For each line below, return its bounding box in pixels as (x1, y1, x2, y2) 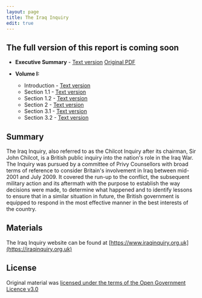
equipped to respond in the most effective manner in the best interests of (6, 199, 189, 206)
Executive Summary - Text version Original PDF (15, 59, 136, 66)
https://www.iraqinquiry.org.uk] (111, 239, 189, 246)
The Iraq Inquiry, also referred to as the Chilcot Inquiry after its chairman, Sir (6, 147, 197, 155)
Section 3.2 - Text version (24, 114, 89, 121)
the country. (6, 206, 37, 212)
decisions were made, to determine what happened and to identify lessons (6, 186, 192, 193)
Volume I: (15, 70, 40, 77)
